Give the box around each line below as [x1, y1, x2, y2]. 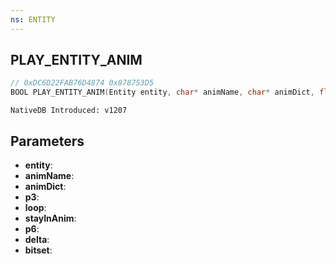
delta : [24, 234, 50, 245]
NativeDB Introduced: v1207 [10, 106, 128, 116]
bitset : [24, 244, 53, 256]
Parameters [10, 132, 85, 150]
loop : [24, 202, 47, 213]
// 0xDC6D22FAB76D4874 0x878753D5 [10, 78, 155, 88]
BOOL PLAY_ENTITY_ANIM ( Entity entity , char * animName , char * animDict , [10, 87, 315, 98]
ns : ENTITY [10, 14, 56, 25]
